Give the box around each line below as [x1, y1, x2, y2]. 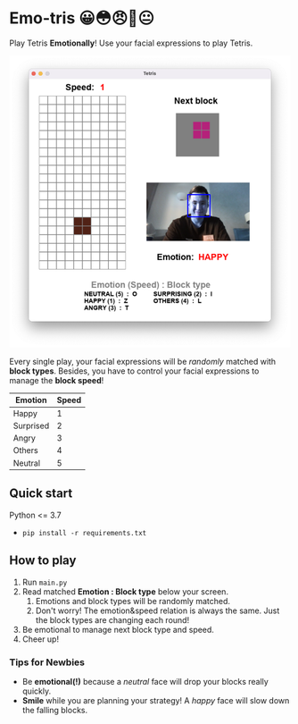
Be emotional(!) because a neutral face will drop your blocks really [21, 676, 269, 686]
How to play [9, 553, 77, 568]
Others [12, 445, 38, 456]
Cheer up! [21, 634, 60, 644]
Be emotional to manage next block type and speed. [21, 624, 214, 635]
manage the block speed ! [9, 375, 104, 385]
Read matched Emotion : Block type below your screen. [21, 585, 229, 597]
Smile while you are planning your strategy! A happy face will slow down [21, 695, 290, 705]
